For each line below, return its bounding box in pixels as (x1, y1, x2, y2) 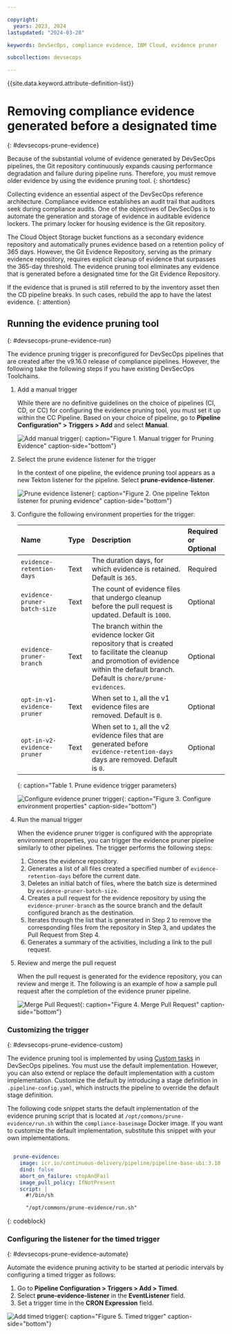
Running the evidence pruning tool (7, 318, 159, 330)
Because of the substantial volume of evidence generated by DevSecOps (7, 155, 216, 163)
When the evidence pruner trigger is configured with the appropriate (17, 829, 213, 837)
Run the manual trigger (17, 815, 83, 823)
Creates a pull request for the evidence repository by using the (27, 893, 206, 902)
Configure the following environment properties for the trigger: (17, 510, 195, 518)
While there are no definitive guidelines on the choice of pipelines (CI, (17, 398, 216, 407)
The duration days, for (91, 555, 164, 565)
